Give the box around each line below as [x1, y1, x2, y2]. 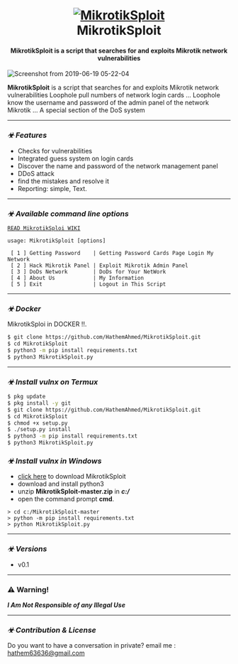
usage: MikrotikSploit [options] [7, 237, 106, 244]
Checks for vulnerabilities [17, 146, 93, 155]
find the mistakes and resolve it [17, 177, 110, 185]
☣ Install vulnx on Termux [7, 376, 98, 386]
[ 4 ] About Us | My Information [10, 274, 144, 281]
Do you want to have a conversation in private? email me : [7, 641, 176, 650]
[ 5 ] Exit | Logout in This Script [10, 281, 166, 288]
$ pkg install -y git [7, 399, 72, 407]
